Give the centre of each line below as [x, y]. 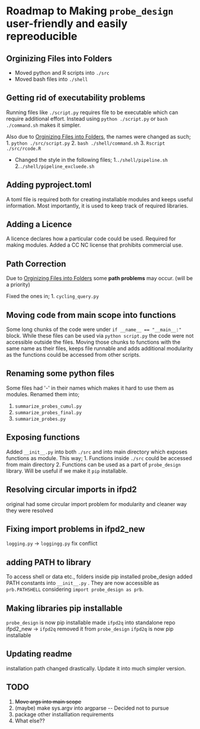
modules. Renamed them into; [43, 394]
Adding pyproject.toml [49, 185]
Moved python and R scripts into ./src [62, 73]
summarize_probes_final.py [48, 413]
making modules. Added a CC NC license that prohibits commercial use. [95, 245]
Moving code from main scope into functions [91, 315]
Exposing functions [43, 437]
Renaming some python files [60, 374]
